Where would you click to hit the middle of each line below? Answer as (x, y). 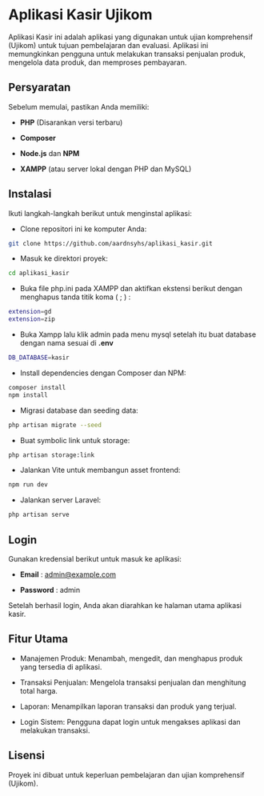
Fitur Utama (38, 639)
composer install (37, 387)
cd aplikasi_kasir (39, 274)
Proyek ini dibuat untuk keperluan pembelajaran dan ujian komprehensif (127, 774)
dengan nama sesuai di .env (66, 343)
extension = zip (32, 319)
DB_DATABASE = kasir (39, 358)
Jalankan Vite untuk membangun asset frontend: (100, 470)
